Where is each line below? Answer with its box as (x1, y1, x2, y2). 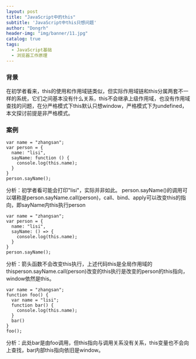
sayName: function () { (11, 155, 69, 161)
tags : (6, 42, 19, 48)
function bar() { (11, 302, 54, 308)
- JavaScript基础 (11, 47, 52, 53)
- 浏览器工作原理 (11, 52, 48, 58)
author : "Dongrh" (6, 25, 49, 31)
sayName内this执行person (21, 202, 86, 209)
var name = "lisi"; (11, 297, 59, 304)
